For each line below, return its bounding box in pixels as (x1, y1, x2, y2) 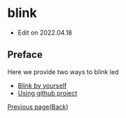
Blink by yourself (17, 81, 67, 90)
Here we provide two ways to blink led (7, 67, 119, 76)
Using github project (17, 88, 78, 97)
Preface (7, 49, 43, 61)
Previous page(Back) (7, 102, 69, 111)
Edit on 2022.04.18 (17, 28, 73, 37)
